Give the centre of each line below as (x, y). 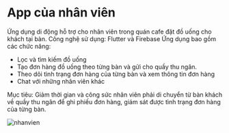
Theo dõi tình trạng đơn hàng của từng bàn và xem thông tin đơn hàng (116, 74)
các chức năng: (29, 46)
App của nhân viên (62, 13)
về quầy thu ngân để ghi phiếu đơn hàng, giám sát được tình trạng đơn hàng (114, 101)
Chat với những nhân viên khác (61, 81)
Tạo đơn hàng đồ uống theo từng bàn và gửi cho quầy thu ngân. (107, 66)
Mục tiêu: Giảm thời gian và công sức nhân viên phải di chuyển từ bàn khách (115, 95)
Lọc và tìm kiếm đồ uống (52, 59)
